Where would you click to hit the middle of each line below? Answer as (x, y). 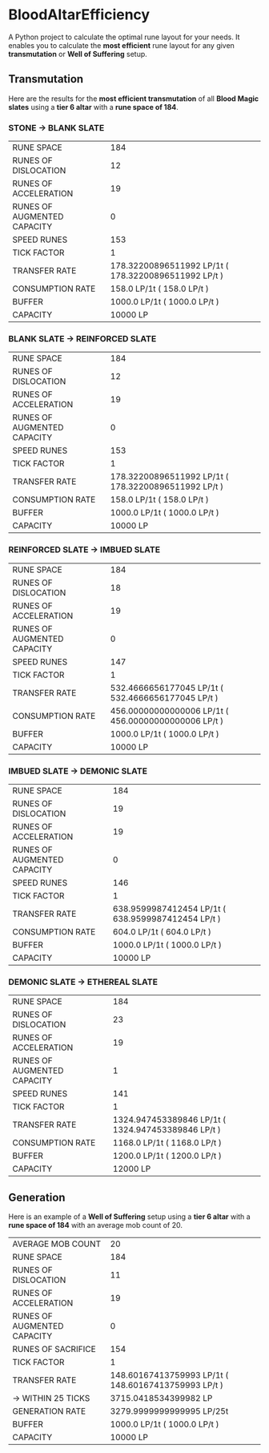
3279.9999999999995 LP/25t (169, 1411)
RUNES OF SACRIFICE (54, 1350)
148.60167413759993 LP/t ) (167, 1386)
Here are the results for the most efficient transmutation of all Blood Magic (134, 99)
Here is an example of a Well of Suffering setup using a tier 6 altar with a (129, 1217)
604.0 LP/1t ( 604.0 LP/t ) (162, 931)
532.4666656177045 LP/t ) (164, 697)
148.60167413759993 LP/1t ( (169, 1375)
